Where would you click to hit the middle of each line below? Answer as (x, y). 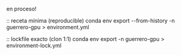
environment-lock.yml (34, 46)
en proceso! (21, 9)
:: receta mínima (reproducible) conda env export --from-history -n (91, 20)
